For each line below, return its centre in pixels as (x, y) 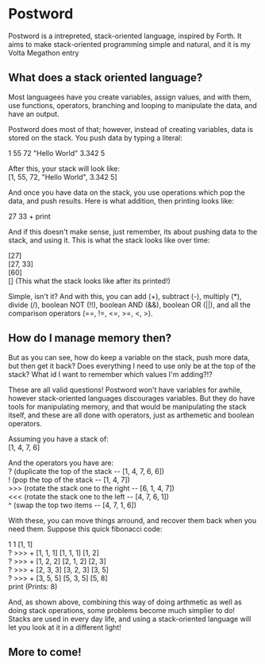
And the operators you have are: (61, 463)
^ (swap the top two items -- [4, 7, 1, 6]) (73, 505)
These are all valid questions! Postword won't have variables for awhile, (125, 390)
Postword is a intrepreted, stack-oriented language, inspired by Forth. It (125, 36)
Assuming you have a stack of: (58, 439)
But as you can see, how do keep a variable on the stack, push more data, (129, 357)
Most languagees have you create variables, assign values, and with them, (130, 97)
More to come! (45, 652)
